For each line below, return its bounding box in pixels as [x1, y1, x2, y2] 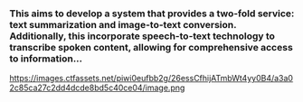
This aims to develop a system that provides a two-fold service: [9, 7, 295, 20]
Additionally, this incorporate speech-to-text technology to [9, 30, 276, 42]
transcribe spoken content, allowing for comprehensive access [9, 41, 294, 53]
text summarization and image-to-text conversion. [9, 18, 237, 31]
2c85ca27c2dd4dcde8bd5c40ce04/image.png [9, 82, 185, 93]
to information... [9, 52, 83, 65]
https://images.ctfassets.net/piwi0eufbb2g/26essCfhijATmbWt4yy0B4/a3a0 [9, 73, 294, 84]
